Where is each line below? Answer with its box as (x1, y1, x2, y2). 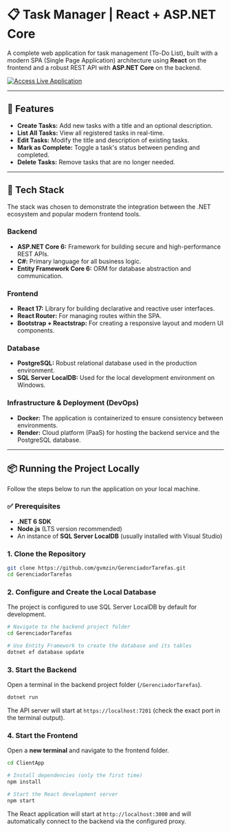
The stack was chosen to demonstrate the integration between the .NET (7, 202, 211, 211)
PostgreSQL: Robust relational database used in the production (16, 359, 197, 368)
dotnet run (7, 694, 38, 701)
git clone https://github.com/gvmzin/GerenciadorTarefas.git (7, 565, 186, 572)
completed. (16, 150, 49, 159)
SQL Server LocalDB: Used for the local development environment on (16, 374, 215, 382)
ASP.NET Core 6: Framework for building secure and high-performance (16, 243, 221, 251)
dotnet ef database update (7, 649, 85, 655)
